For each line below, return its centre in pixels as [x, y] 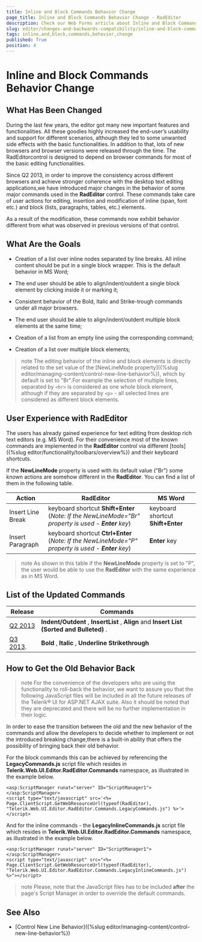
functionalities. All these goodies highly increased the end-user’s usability [98, 131]
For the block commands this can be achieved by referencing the [87, 757]
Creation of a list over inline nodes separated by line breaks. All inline [100, 259]
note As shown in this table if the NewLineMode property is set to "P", [108, 563]
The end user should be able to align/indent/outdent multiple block [97, 319]
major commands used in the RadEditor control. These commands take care [101, 194]
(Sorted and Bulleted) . [74, 629]
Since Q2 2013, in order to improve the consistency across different [90, 175]
